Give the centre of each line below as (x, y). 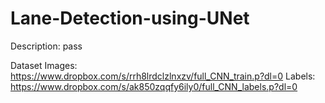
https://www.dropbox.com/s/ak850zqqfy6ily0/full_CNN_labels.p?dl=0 (154, 86)
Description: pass (46, 46)
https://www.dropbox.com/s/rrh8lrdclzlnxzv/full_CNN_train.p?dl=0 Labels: (163, 76)
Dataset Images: (44, 65)
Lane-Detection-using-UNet (130, 18)
